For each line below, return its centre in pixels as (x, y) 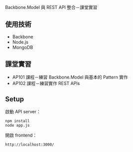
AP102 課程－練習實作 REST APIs (46, 83)
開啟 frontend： (21, 135)
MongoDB (23, 47)
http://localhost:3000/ (30, 145)
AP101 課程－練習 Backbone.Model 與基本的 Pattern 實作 (70, 77)
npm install (17, 121)
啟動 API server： (23, 112)
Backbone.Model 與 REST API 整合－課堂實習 (51, 7)
